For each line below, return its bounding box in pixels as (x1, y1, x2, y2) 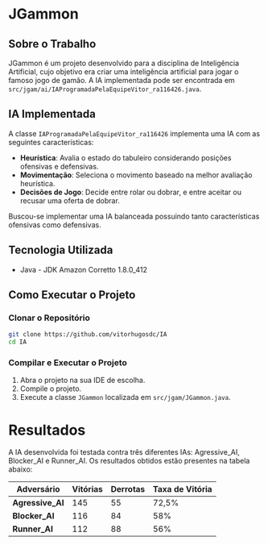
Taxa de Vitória (152, 484, 212, 495)
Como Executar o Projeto (8, 288, 136, 302)
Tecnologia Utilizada (8, 243, 113, 257)
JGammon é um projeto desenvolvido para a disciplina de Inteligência (8, 58, 240, 68)
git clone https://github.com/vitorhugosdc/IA (8, 331, 167, 339)
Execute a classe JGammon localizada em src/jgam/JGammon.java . (19, 393, 231, 402)
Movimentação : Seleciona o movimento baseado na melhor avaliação (19, 170, 253, 180)
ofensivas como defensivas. (8, 219, 102, 230)
